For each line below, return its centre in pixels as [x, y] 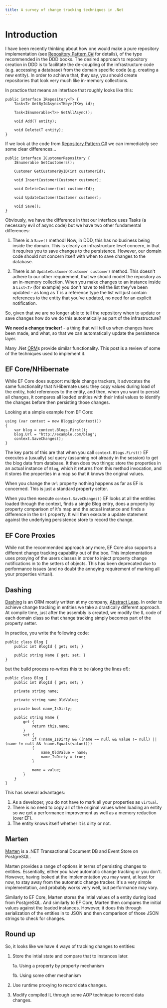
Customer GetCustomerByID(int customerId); [60, 171]
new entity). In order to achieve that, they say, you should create [71, 75]
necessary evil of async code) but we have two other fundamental [73, 225]
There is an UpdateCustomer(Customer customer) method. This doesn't [84, 271]
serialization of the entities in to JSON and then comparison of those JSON [82, 913]
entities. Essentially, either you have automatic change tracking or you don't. [83, 871]
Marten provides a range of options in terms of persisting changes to [76, 866]
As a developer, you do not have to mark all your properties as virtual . [85, 802]
